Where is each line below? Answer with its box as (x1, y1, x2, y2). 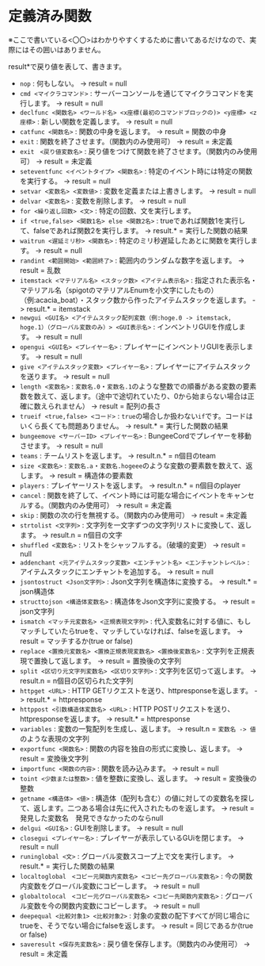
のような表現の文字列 (19, 734, 89, 743)
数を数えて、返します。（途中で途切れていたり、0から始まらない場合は (19, 391, 248, 401)
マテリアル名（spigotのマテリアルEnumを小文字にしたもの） (19, 285, 218, 294)
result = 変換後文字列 (19, 753, 89, 763)
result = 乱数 (19, 265, 61, 274)
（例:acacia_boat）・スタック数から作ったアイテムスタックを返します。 (19, 295, 251, 305)
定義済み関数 (8, 7, 93, 25)
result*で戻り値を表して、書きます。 (8, 61, 127, 71)
